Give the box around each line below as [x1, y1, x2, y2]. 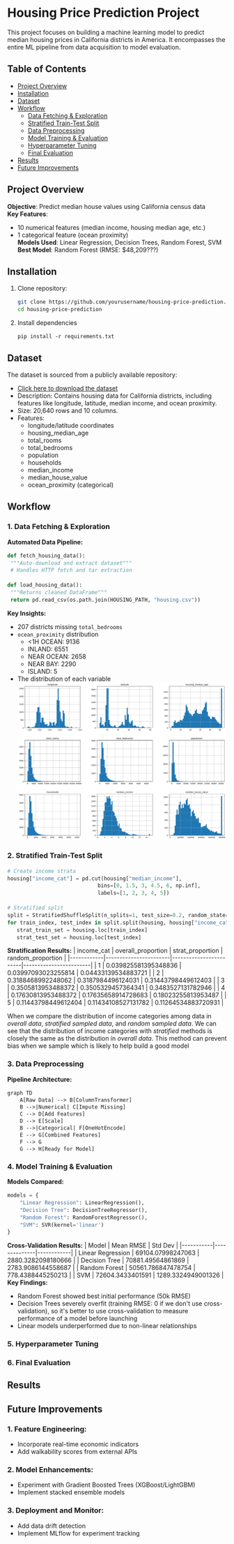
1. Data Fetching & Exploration [7, 522, 110, 532]
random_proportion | [7, 954, 67, 962]
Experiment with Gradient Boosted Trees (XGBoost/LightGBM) [17, 1480, 196, 1489]
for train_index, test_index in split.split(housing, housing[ [7, 919, 195, 926]
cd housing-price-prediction [17, 306, 102, 313]
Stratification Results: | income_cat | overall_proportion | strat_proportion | [7, 946, 223, 955]
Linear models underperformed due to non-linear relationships [17, 1322, 197, 1330]
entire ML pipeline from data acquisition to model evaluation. [7, 43, 181, 51]
